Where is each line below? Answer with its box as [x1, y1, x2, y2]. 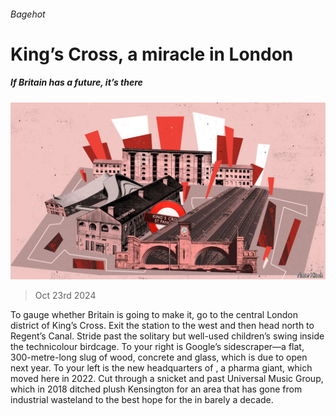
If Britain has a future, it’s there [10, 76, 143, 89]
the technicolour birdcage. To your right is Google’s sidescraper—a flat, [10, 341, 305, 353]
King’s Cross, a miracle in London [10, 43, 294, 65]
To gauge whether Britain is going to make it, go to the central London [10, 309, 299, 321]
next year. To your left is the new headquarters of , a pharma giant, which [10, 362, 313, 374]
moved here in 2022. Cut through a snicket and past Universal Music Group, [10, 373, 324, 385]
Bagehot [10, 8, 46, 20]
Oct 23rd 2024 [34, 290, 97, 302]
